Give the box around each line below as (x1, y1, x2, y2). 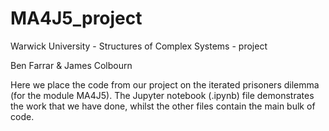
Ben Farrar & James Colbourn (10, 59, 133, 71)
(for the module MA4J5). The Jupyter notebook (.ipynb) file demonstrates (10, 89, 315, 101)
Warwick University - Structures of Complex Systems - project (10, 40, 268, 52)
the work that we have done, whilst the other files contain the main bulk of (10, 100, 316, 112)
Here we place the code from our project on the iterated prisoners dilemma (10, 78, 320, 91)
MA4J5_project (10, 7, 143, 30)
